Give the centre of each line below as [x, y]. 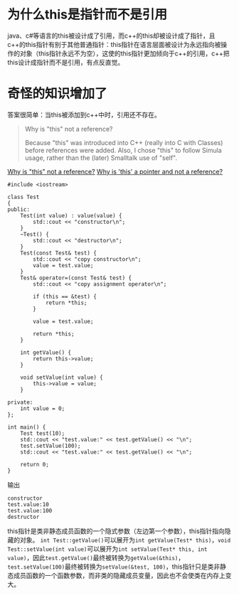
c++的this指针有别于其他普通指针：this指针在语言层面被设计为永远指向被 [114, 44]
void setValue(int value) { [62, 377]
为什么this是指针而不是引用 [87, 15]
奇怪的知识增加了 [58, 94]
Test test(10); [43, 433]
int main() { [27, 427]
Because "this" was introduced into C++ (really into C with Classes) [124, 142]
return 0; [35, 464]
